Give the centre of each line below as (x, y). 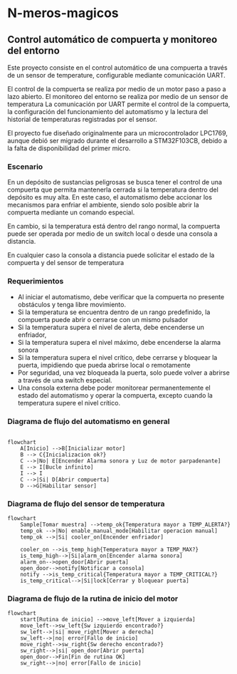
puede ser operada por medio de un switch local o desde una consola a (113, 234)
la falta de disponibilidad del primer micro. (69, 148)
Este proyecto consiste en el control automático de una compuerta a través (117, 68)
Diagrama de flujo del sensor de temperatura (86, 504)
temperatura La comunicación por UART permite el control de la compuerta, (119, 104)
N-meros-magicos (63, 13)
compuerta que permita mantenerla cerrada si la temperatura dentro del (113, 190)
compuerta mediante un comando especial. (71, 212)
